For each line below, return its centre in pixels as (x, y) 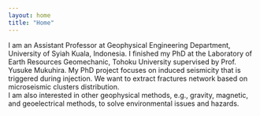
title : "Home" (32, 23)
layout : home (30, 15)
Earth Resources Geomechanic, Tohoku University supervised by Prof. (122, 62)
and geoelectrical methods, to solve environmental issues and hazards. (124, 103)
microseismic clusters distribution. (64, 86)
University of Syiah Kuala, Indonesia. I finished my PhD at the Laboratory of (130, 53)
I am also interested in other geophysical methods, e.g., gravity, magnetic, (128, 95)
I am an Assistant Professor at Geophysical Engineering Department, (119, 45)
